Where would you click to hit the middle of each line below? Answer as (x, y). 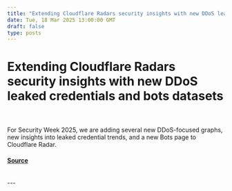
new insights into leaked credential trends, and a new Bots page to (102, 137)
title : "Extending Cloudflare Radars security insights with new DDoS (111, 13)
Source (18, 160)
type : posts (24, 33)
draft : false (26, 26)
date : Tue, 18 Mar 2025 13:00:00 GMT (61, 20)
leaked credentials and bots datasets (115, 96)
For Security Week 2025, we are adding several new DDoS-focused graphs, (115, 130)
